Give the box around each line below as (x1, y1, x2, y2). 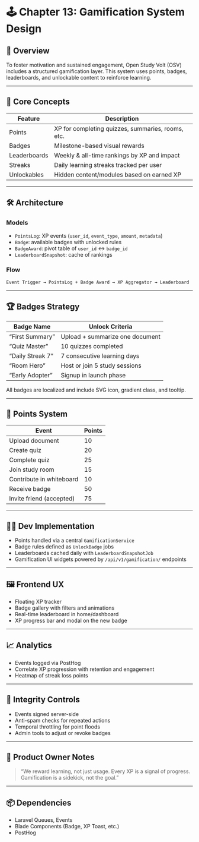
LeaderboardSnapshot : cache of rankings (14, 251, 113, 258)
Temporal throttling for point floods (14, 723, 101, 730)
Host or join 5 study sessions (60, 361, 142, 370)
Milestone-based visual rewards (54, 141, 145, 150)
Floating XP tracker (14, 598, 62, 606)
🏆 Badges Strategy (6, 302, 80, 312)
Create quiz (9, 446, 41, 455)
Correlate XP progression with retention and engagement (14, 666, 155, 673)
